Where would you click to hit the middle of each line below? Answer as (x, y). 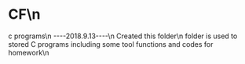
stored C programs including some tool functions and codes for (111, 44)
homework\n (29, 52)
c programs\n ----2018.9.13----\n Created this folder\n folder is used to (123, 36)
